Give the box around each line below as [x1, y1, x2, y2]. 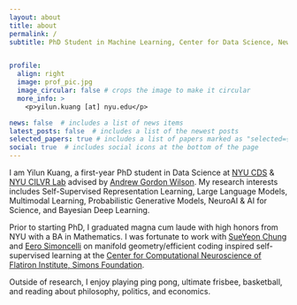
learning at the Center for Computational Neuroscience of [51, 250, 263, 261]
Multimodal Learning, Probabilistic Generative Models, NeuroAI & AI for [9, 195, 268, 206]
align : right [17, 70, 65, 79]
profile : [9, 61, 42, 71]
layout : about [9, 12, 62, 22]
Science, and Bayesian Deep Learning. [9, 205, 150, 215]
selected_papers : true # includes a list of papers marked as [9, 134, 243, 144]
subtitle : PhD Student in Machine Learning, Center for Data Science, [9, 37, 275, 47]
